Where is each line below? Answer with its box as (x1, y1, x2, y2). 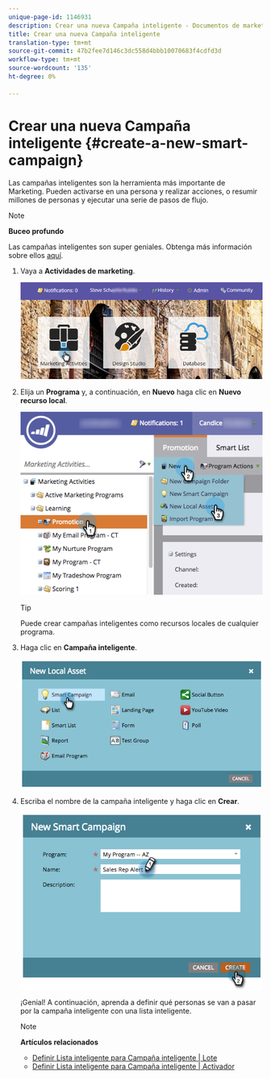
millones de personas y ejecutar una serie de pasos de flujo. (8, 194, 209, 205)
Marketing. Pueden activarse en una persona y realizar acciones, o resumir (8, 186, 258, 196)
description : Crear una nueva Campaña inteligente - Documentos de (8, 21, 240, 30)
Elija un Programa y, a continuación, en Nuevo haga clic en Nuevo (19, 387, 242, 397)
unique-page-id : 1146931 (8, 13, 92, 21)
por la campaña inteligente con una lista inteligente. (19, 1006, 192, 1015)
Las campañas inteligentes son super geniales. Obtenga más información (8, 242, 252, 252)
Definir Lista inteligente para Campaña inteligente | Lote (31, 1052, 218, 1062)
